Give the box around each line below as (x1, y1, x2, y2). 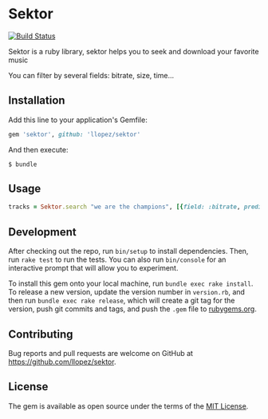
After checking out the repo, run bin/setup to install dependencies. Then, (8, 247, 249, 256)
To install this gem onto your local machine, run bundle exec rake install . (8, 279, 254, 288)
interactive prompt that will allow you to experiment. (8, 263, 179, 273)
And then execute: (8, 144, 69, 154)
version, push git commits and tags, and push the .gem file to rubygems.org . (8, 304, 258, 314)
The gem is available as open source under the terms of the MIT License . (8, 401, 249, 411)
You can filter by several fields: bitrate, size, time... (8, 70, 175, 80)
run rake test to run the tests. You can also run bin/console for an (8, 255, 227, 264)
